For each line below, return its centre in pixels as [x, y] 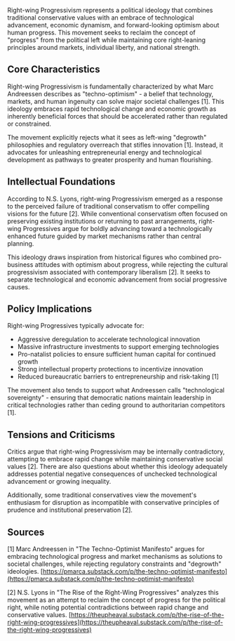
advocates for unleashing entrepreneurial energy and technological [105, 152]
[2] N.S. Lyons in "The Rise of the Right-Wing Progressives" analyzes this [113, 593]
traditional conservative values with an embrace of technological [101, 18]
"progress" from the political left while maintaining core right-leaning [106, 40]
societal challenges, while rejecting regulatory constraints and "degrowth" [114, 564]
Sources [26, 532]
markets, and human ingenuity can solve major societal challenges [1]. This [116, 101]
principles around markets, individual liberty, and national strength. [104, 47]
